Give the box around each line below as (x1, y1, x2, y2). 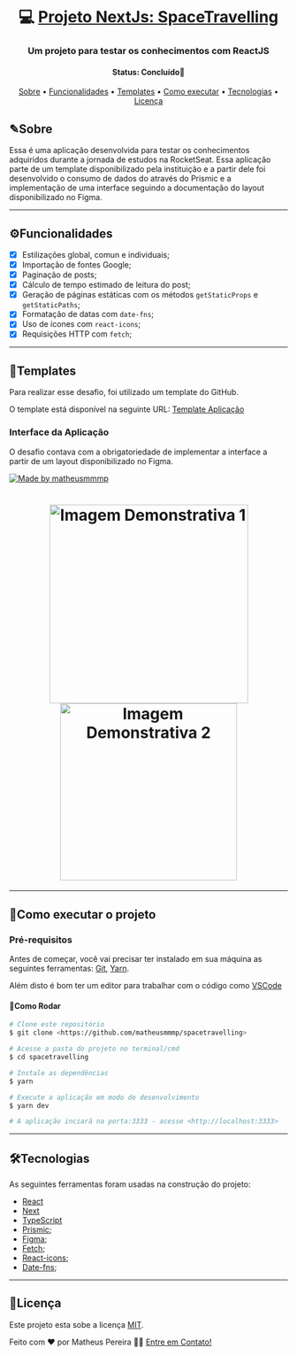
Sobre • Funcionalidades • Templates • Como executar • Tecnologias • (18, 86, 279, 97)
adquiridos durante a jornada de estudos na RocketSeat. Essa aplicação (9, 154, 271, 165)
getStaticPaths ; (21, 299, 81, 310)
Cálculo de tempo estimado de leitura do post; (21, 280, 191, 291)
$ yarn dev (9, 1101, 49, 1110)
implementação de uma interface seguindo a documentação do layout (9, 182, 265, 193)
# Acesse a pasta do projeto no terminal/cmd (9, 1044, 179, 1054)
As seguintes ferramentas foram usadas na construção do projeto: (9, 1179, 251, 1189)
